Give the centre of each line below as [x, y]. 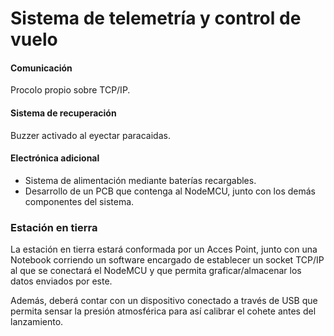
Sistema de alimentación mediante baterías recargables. [140, 180]
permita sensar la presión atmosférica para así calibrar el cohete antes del [163, 311]
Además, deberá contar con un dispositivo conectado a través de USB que [164, 301]
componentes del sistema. [79, 201]
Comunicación [41, 68]
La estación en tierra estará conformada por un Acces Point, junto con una [164, 249]
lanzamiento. [37, 322]
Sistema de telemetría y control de [156, 18]
